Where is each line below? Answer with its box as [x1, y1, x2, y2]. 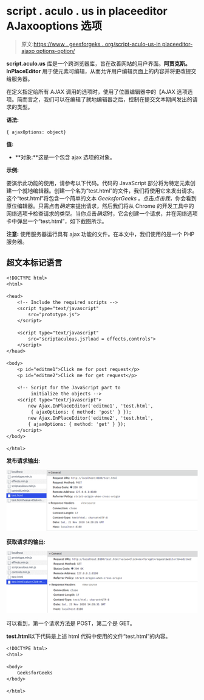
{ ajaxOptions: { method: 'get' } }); [28, 421, 126, 427]
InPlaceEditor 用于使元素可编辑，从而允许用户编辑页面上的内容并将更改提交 [6, 67, 197, 74]
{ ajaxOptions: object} [6, 129, 67, 135]
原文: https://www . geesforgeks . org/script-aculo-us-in [21, 40, 161, 48]
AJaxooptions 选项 [6, 19, 102, 33]
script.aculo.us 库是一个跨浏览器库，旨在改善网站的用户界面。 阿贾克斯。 [6, 60, 191, 67]
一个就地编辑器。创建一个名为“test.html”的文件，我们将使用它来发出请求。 [11, 187, 198, 194]
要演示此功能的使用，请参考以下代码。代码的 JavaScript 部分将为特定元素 [6, 179, 191, 186]
